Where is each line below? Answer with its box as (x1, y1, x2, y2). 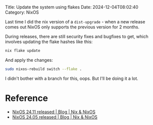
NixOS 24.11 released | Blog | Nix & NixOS (12, 109, 96, 115)
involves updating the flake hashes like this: (5, 39, 93, 45)
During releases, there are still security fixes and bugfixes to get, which (5, 34, 149, 39)
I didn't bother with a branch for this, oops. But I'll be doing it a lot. (5, 75, 138, 81)
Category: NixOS (5, 9, 39, 15)
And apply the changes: (5, 57, 53, 63)
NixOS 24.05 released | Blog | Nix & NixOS (12, 114, 98, 120)
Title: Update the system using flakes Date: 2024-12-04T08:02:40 (5, 4, 138, 10)
